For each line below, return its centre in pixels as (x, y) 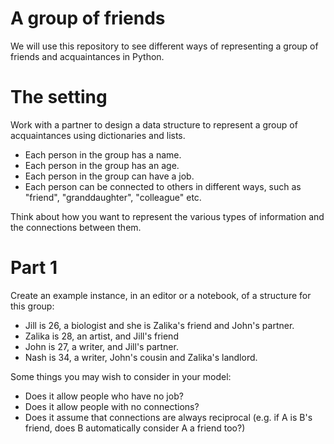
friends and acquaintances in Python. (87, 56)
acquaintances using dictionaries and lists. (98, 135)
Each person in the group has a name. (103, 154)
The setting (59, 97)
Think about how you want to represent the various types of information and (167, 216)
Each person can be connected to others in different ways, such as (163, 186)
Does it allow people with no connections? (112, 406)
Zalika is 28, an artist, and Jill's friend (101, 336)
